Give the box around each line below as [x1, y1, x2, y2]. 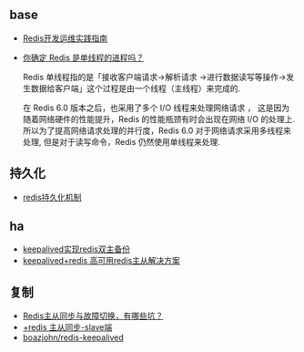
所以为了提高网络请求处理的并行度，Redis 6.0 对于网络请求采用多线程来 [22, 125, 291, 136]
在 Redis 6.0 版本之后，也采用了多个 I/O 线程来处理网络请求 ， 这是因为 [22, 102, 289, 113]
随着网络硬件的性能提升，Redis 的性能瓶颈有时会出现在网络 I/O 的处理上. [22, 113, 296, 124]
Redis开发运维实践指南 [22, 32, 108, 44]
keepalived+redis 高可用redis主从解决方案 [22, 255, 180, 266]
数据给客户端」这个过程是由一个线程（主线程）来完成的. [30, 82, 241, 94]
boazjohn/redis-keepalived [22, 332, 125, 343]
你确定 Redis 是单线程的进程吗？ [22, 52, 144, 63]
